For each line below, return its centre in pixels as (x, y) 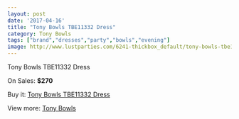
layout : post (27, 14)
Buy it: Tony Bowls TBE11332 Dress (59, 94)
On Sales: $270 (30, 81)
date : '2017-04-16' (36, 21)
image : (17, 47)
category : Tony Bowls (39, 34)
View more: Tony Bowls (42, 108)
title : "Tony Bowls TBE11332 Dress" (62, 27)
